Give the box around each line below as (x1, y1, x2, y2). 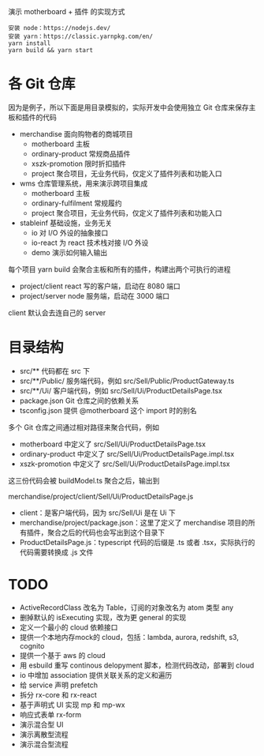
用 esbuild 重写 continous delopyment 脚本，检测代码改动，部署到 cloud (19, 660, 255, 670)
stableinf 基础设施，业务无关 (19, 218, 113, 228)
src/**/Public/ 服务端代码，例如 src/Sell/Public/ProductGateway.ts (19, 376, 235, 386)
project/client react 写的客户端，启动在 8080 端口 (19, 281, 181, 291)
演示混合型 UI (19, 720, 64, 729)
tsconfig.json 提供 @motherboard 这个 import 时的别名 (19, 405, 197, 415)
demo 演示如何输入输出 (31, 247, 108, 257)
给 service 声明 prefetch (19, 680, 99, 690)
